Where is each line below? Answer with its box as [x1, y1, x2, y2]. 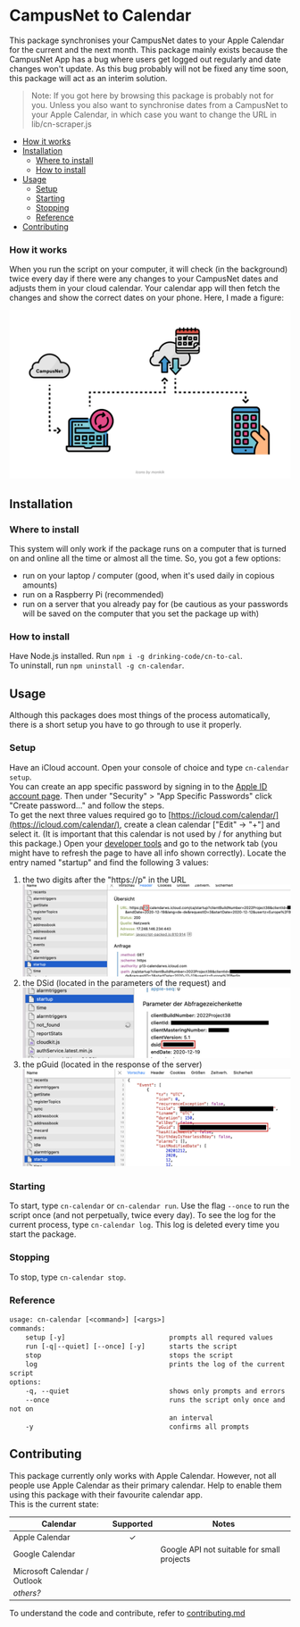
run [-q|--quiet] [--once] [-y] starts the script [25, 1342, 238, 1351]
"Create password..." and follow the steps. [9, 800, 165, 811]
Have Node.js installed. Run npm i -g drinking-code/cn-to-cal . [9, 651, 243, 662]
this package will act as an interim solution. [9, 72, 168, 83]
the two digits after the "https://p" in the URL [21, 874, 187, 885]
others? [12, 1588, 42, 1598]
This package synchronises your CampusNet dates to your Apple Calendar [9, 35, 285, 46]
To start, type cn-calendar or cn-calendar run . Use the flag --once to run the [9, 1200, 290, 1211]
